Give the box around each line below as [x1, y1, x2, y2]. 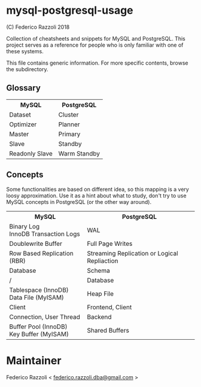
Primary [58, 130, 81, 138]
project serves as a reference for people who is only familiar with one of [6, 41, 184, 48]
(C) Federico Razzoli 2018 [6, 23, 70, 31]
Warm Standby [58, 149, 100, 157]
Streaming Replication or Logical [87, 249, 178, 257]
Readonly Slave [9, 149, 53, 157]
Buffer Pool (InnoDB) [9, 322, 68, 331]
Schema [87, 266, 111, 275]
